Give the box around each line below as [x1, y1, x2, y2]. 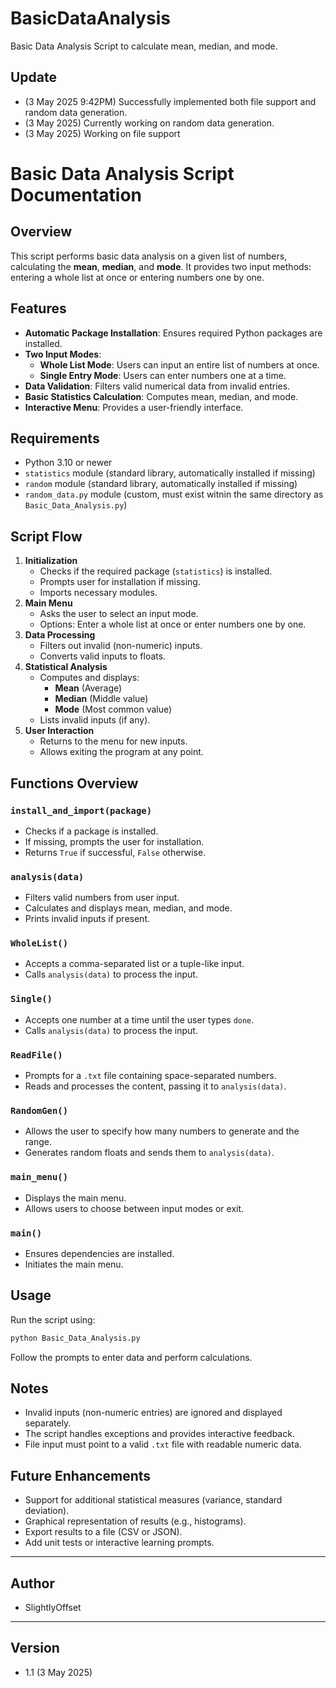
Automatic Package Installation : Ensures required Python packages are [24, 327, 323, 339]
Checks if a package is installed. [24, 825, 159, 837]
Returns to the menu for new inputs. [39, 735, 188, 747]
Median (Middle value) [54, 693, 149, 705]
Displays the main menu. [24, 1192, 127, 1204]
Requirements [10, 430, 100, 447]
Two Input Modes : [24, 348, 102, 360]
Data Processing [24, 629, 96, 641]
